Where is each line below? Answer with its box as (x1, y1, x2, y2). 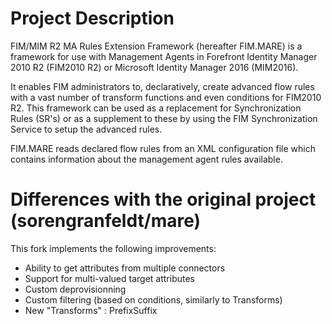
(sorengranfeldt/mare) (10, 210, 202, 232)
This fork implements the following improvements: (10, 242, 217, 254)
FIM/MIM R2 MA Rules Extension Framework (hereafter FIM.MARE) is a (10, 40, 303, 52)
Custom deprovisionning (24, 283, 127, 295)
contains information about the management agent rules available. (10, 153, 283, 165)
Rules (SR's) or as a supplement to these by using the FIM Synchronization (10, 112, 318, 124)
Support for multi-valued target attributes (24, 272, 196, 284)
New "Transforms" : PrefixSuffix (24, 304, 158, 316)
